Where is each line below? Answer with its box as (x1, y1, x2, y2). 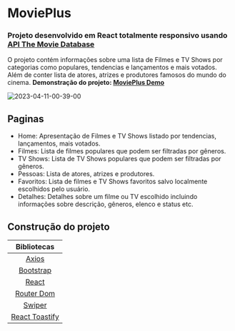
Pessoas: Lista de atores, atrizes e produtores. (17, 170, 155, 178)
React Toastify (11, 312, 59, 322)
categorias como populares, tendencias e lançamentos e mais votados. (7, 63, 217, 72)
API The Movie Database (7, 39, 95, 49)
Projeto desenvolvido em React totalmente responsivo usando (7, 31, 228, 41)
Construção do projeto (7, 220, 110, 233)
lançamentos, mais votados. (17, 139, 101, 148)
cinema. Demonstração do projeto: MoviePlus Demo (7, 78, 165, 87)
